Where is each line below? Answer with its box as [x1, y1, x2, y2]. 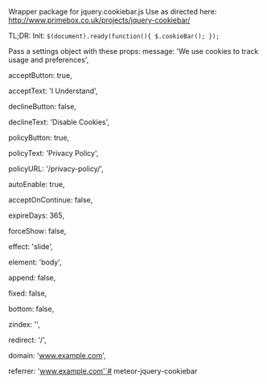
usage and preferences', [8, 55, 89, 64]
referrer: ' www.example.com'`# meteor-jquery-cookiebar [8, 366, 198, 376]
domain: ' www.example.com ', [8, 351, 106, 360]
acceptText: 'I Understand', [8, 86, 98, 96]
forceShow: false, [8, 227, 67, 235]
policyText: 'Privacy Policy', [8, 149, 99, 157]
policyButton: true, [8, 133, 70, 142]
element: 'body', [8, 257, 62, 267]
